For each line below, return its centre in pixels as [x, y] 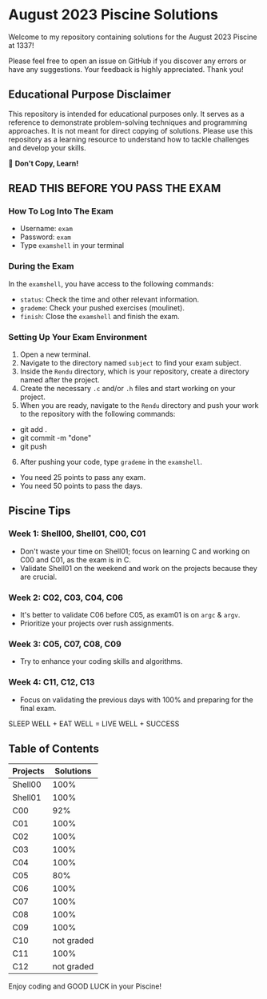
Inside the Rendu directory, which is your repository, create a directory [134, 372]
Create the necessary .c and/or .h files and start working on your [128, 389]
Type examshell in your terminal [72, 246]
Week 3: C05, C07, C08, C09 [65, 644]
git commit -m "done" [56, 438]
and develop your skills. [47, 148]
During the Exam [41, 266]
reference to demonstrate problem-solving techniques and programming [128, 122]
